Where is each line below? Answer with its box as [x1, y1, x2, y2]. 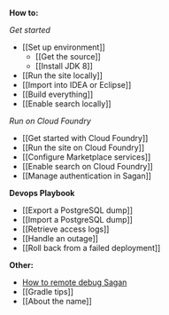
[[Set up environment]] [21, 42, 106, 52]
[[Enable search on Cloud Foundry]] [21, 161, 153, 171]
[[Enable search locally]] [21, 98, 112, 109]
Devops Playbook [9, 188, 75, 198]
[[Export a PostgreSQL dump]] [21, 205, 134, 216]
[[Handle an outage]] [21, 233, 99, 243]
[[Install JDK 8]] [35, 61, 93, 71]
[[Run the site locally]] [21, 70, 104, 81]
